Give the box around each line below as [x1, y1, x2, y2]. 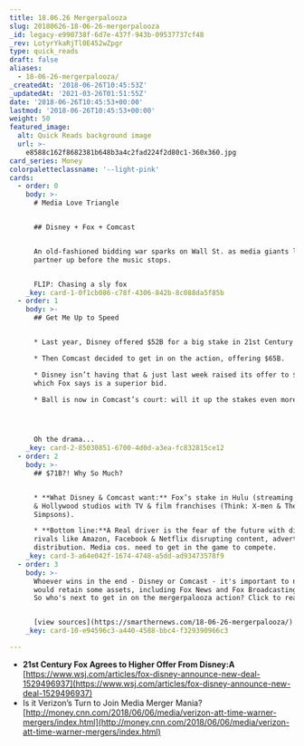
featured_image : [9, 123, 71, 132]
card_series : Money [9, 156, 83, 166]
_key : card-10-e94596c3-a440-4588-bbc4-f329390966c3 [25, 626, 229, 636]
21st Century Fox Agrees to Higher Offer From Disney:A [22, 658, 235, 670]
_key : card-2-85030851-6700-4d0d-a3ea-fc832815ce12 [25, 444, 224, 453]
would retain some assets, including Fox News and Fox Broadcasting [33, 585, 298, 594]
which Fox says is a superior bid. [33, 378, 168, 387]
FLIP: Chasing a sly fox [33, 280, 128, 289]
